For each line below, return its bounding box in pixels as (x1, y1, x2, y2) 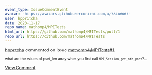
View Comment (5, 64, 36, 70)
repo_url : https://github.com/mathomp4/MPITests (5, 34, 105, 39)
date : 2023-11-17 (5, 20, 40, 25)
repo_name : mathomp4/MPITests (5, 25, 66, 30)
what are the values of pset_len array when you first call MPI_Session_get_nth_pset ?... (5, 56, 148, 61)
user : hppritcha (5, 16, 38, 21)
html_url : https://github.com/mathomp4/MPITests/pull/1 (5, 29, 120, 34)
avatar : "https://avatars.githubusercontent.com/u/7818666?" (5, 12, 131, 16)
